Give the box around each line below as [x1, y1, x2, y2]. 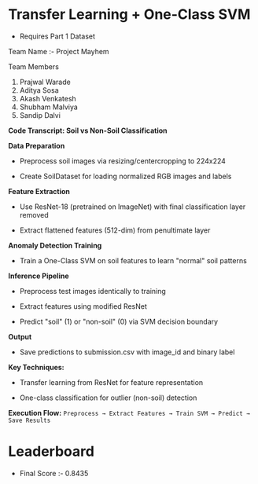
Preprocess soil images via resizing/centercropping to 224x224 [19, 156, 227, 166]
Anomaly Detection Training [8, 240, 102, 250]
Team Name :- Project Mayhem [8, 46, 109, 56]
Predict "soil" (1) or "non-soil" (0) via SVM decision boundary [19, 317, 219, 326]
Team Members [8, 61, 59, 71]
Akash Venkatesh [19, 93, 76, 103]
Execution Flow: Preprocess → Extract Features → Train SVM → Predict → [8, 408, 250, 417]
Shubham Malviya [19, 102, 79, 112]
